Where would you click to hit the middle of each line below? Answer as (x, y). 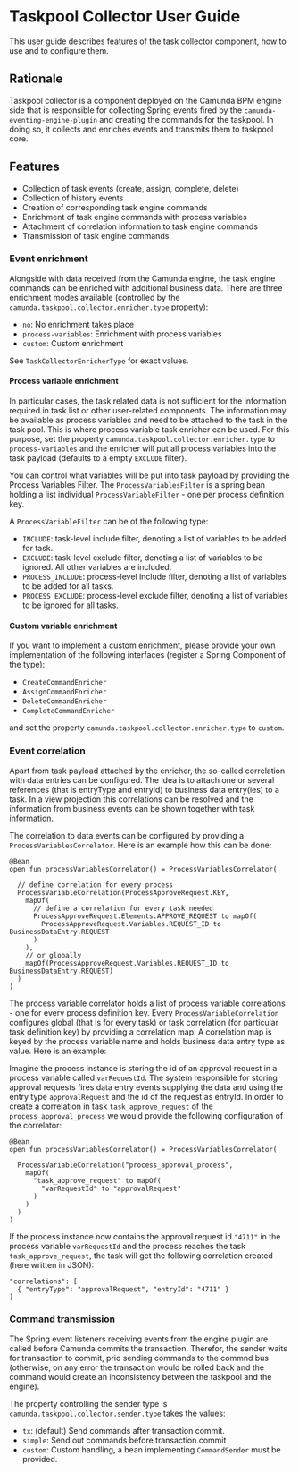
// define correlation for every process (96, 885)
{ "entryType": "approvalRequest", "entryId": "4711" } (123, 1289)
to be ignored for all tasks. (70, 605)
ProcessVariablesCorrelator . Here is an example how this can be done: (141, 845)
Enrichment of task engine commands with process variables (134, 217)
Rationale (36, 79)
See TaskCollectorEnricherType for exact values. (99, 361)
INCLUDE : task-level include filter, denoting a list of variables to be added (154, 539)
